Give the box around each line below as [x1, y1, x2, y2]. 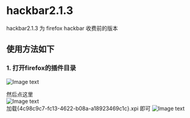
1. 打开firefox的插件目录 [6, 64, 76, 72]
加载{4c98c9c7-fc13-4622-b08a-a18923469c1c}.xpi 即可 [6, 105, 151, 112]
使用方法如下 [6, 44, 55, 55]
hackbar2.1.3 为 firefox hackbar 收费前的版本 [6, 24, 118, 32]
